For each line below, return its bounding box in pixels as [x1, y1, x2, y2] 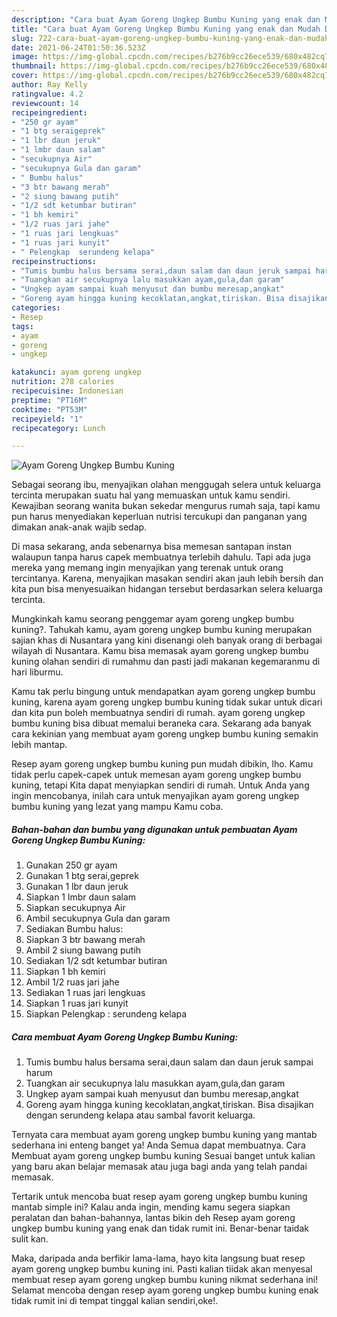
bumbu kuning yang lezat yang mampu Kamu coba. [11, 801, 224, 813]
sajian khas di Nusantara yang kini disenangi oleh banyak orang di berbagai [11, 634, 323, 646]
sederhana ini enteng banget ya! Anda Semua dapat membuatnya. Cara [11, 1139, 306, 1151]
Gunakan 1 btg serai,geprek [25, 870, 139, 882]
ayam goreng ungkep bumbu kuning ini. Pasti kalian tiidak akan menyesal [11, 1263, 313, 1275]
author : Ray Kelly [11, 80, 88, 90]
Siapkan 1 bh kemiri [25, 966, 106, 978]
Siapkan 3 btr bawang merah [25, 934, 146, 946]
